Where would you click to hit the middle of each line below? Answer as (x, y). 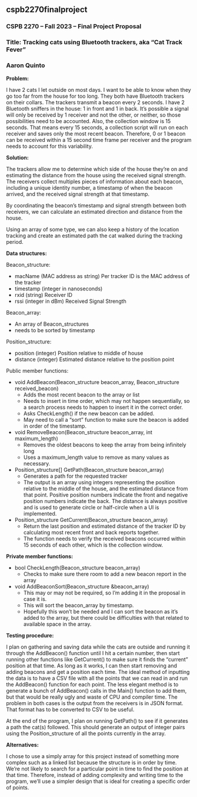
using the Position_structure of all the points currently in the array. (86, 733)
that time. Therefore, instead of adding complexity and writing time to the (95, 775)
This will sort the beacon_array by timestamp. (79, 605)
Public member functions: (37, 371)
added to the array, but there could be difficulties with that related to (106, 617)
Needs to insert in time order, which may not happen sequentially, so (106, 401)
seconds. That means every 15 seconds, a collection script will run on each (97, 127)
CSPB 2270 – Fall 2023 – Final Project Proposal (74, 27)
